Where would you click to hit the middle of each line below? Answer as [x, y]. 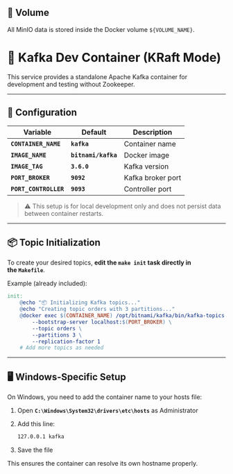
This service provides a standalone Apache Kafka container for [97, 76]
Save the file [35, 450]
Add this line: [36, 424]
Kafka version [146, 166]
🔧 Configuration [42, 113]
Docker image [147, 155]
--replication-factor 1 [66, 341]
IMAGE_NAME [28, 155]
